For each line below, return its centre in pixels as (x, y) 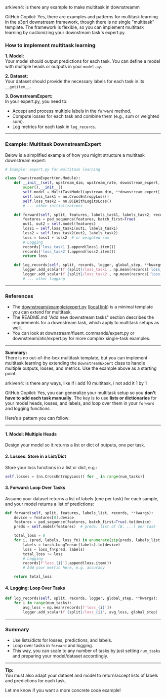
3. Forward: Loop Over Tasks (35, 488)
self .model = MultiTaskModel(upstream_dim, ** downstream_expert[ (92, 192)
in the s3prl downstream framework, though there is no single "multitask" (80, 22)
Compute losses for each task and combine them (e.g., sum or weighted (86, 116)
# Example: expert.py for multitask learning (53, 169)
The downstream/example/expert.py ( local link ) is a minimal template (83, 307)
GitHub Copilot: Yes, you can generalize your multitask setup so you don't (81, 393)
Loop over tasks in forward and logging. (53, 645)
